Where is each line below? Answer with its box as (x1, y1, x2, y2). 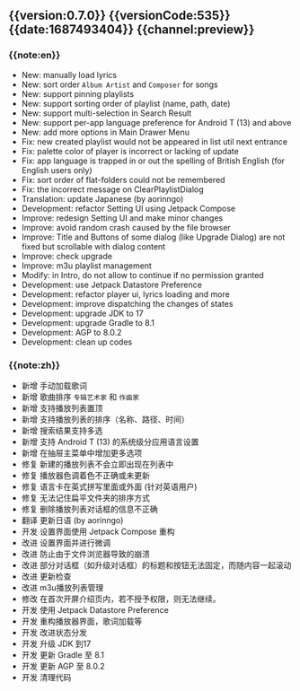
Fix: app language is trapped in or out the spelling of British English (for (21, 155, 285, 166)
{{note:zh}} (8, 359, 60, 372)
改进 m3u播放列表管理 (21, 582, 104, 592)
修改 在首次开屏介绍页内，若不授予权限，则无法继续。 (21, 593, 221, 604)
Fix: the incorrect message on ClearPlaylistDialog (21, 184, 204, 195)
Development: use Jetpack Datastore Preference (21, 279, 203, 290)
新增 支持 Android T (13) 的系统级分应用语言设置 (21, 436, 199, 447)
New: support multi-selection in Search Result (21, 108, 192, 118)
